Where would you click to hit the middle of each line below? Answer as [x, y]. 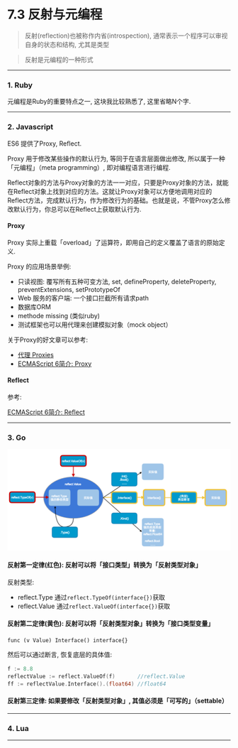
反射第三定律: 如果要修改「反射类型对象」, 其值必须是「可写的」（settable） [118, 701]
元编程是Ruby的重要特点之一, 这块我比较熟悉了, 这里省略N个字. [99, 102]
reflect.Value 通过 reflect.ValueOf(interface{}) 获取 [94, 606]
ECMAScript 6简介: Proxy [55, 364]
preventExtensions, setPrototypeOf [69, 289]
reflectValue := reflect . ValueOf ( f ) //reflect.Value [96, 676]
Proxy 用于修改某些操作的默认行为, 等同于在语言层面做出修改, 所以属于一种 [116, 158]
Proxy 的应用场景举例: [39, 266]
